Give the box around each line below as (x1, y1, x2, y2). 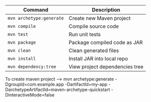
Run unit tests (69, 31, 101, 38)
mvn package (7, 40, 36, 45)
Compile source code (69, 23, 119, 29)
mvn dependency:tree (7, 64, 56, 69)
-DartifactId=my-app (64, 82, 108, 87)
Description (92, 6, 121, 13)
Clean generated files (69, 47, 119, 54)
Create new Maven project (69, 15, 131, 21)
